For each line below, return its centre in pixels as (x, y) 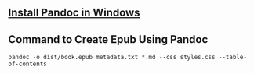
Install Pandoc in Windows (74, 13)
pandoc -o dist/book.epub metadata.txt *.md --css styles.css (112, 58)
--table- (232, 58)
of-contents (27, 64)
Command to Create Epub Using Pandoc (108, 39)
